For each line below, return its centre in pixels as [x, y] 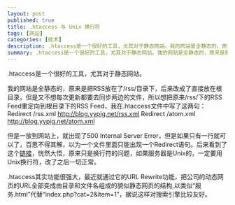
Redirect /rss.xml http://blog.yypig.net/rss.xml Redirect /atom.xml [101, 113]
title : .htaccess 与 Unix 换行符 [54, 27]
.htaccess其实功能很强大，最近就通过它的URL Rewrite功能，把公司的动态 [113, 176]
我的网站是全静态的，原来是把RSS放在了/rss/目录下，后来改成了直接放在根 [115, 88]
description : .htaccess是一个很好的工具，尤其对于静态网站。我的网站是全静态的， [115, 46]
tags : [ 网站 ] [25, 33]
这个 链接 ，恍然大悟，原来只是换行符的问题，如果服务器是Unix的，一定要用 [115, 153]
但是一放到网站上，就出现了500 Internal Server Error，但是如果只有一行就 [114, 135]
